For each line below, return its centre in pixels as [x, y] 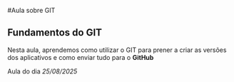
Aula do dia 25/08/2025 [42, 71]
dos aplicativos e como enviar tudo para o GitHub [81, 57]
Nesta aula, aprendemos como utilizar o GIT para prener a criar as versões [117, 50]
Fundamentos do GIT [55, 32]
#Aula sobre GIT [31, 10]
